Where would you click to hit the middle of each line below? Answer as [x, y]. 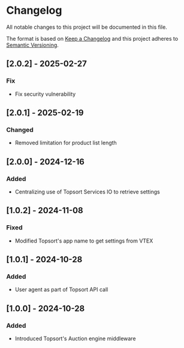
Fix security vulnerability [45, 94]
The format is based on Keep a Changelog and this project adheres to [92, 38]
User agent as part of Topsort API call [61, 290]
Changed [20, 129]
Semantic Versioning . [32, 45]
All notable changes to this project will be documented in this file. [87, 27]
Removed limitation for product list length [66, 143]
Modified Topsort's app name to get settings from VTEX [84, 241]
